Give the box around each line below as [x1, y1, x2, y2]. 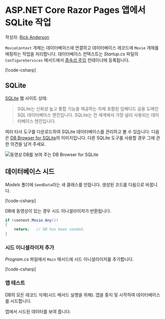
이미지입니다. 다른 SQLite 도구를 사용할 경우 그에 [61, 135, 155, 141]
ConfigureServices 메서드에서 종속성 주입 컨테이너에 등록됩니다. [5, 57, 130, 63]
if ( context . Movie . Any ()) [5, 217, 58, 223]
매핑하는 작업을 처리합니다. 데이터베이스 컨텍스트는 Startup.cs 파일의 [5, 51, 138, 57]
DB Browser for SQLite [10, 135, 56, 141]
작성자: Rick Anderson [5, 34, 49, 40]
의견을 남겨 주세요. [10, 141, 46, 147]
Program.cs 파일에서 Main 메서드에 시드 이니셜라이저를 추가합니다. [5, 256, 134, 263]
